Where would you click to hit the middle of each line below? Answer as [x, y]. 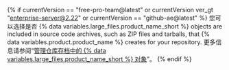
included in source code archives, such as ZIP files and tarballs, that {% [109, 34]
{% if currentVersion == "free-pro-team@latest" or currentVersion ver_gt [110, 10]
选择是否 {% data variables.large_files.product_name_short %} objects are [118, 26]
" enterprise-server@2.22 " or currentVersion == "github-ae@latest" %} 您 [111, 18]
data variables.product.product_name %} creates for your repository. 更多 [111, 42]
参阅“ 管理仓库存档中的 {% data [62, 51]
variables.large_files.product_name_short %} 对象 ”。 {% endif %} [99, 59]
